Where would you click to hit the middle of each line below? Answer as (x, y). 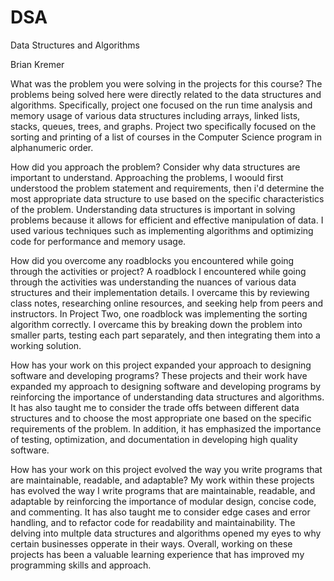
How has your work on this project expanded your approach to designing (161, 365)
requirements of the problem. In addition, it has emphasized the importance (166, 428)
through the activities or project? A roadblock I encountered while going (158, 271)
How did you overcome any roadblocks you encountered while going (152, 260)
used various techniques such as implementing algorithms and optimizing (162, 230)
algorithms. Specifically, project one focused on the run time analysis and (161, 105)
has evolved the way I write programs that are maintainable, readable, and (163, 490)
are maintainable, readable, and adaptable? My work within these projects (162, 480)
